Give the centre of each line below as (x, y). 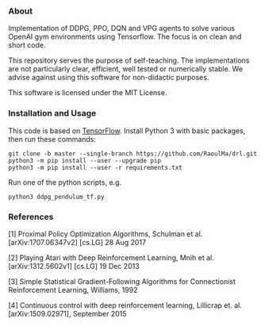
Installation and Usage (52, 113)
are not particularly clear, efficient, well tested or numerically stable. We (126, 69)
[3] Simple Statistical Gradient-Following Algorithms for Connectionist (122, 281)
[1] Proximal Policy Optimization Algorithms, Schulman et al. (106, 234)
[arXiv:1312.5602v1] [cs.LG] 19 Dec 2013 (74, 266)
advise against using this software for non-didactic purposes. (109, 78)
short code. (27, 45)
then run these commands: (52, 139)
